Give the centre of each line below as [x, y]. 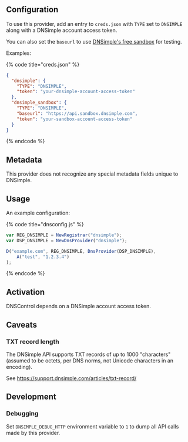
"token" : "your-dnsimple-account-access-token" [76, 92]
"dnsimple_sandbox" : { [39, 103]
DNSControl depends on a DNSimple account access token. [78, 306]
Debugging [22, 414]
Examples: [19, 53]
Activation [26, 292]
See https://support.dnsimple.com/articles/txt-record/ [71, 378]
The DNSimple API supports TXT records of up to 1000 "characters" [88, 354]
